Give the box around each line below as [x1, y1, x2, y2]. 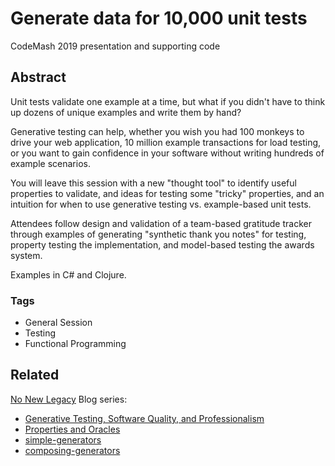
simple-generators [24, 433, 102, 446]
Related [10, 367, 60, 384]
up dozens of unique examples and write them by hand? [10, 106, 242, 118]
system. [10, 249, 43, 261]
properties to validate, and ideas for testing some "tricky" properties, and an [10, 187, 325, 199]
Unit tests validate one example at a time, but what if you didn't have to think [10, 95, 326, 107]
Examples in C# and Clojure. [10, 268, 127, 281]
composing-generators [24, 444, 121, 456]
